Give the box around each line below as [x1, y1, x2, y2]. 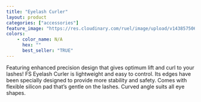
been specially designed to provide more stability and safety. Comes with [6, 76, 187, 84]
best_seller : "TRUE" [22, 48, 74, 54]
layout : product [6, 14, 47, 20]
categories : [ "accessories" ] [6, 20, 79, 26]
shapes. [6, 89, 26, 96]
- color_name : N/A [17, 36, 63, 42]
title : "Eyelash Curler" [6, 8, 68, 15]
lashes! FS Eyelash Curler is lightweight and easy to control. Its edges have [6, 70, 191, 78]
